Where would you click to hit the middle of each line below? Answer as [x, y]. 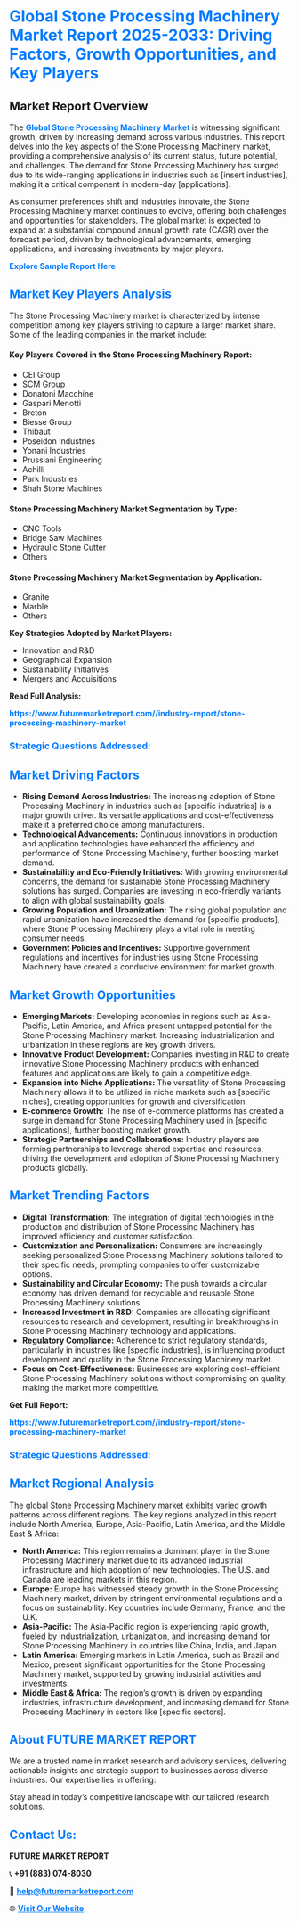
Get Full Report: [39, 1404]
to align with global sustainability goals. [94, 901]
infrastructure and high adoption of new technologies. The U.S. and [145, 1569]
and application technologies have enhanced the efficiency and [138, 844]
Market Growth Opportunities [93, 995]
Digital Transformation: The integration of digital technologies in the [148, 1217]
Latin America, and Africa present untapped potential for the [162, 1026]
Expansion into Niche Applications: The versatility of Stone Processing [154, 1082]
